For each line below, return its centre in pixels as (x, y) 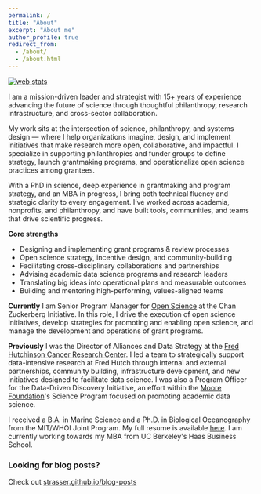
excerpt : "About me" (42, 30)
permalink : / (29, 15)
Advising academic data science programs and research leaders (124, 274)
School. (20, 445)
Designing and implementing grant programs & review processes (124, 249)
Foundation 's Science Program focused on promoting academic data (120, 396)
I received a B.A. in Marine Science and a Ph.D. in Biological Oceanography (129, 420)
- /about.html (38, 60)
